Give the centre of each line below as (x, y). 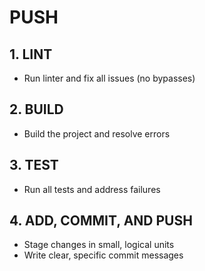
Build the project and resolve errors (97, 133)
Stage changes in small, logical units (99, 245)
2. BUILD (36, 109)
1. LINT (31, 54)
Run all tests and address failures (92, 189)
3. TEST (34, 165)
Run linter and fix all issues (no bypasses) (109, 78)
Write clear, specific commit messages (103, 255)
